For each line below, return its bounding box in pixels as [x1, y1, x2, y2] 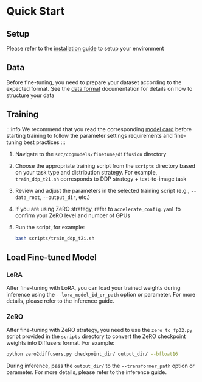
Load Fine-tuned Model [6, 252, 97, 262]
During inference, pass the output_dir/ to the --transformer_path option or [6, 362, 195, 370]
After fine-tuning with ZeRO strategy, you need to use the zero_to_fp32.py [6, 326, 193, 334]
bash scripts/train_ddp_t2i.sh [15, 235, 95, 242]
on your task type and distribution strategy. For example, [15, 168, 158, 176]
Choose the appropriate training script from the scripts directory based [15, 162, 196, 169]
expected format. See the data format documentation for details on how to [6, 85, 193, 92]
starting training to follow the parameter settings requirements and [6, 132, 173, 139]
